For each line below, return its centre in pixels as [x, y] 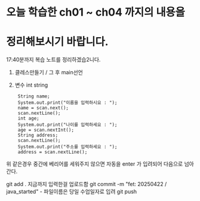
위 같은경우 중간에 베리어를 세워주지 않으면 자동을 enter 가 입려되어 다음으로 [95, 164]
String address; [38, 135]
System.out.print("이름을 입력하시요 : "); [67, 103]
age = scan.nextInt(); [46, 130]
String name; [34, 96]
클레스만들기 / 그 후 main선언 [49, 72]
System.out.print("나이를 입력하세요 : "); [67, 125]
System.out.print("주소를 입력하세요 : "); [67, 147]
